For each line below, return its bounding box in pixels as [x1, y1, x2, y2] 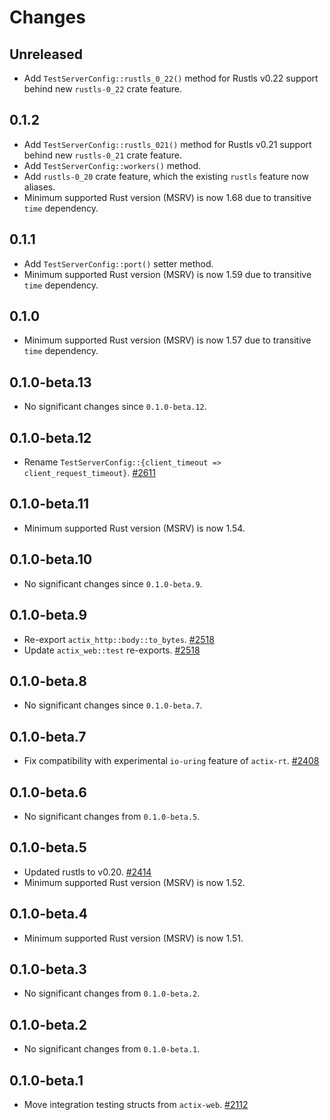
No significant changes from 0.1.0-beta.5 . [23, 810, 201, 822]
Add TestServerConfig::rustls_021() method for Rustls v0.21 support [23, 138, 312, 150]
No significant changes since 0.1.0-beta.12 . [23, 401, 207, 413]
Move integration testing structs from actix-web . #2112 [23, 1099, 249, 1110]
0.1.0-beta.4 [9, 906, 89, 923]
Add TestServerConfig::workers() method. [23, 159, 202, 171]
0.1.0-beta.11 [9, 496, 90, 513]
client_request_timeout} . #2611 [23, 467, 156, 479]
